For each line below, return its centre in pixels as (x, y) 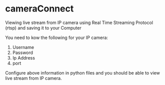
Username (23, 47)
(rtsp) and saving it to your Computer (43, 27)
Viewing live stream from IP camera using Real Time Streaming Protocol (79, 22)
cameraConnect (39, 9)
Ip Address (23, 57)
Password (23, 52)
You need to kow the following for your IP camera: (57, 37)
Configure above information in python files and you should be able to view (82, 72)
